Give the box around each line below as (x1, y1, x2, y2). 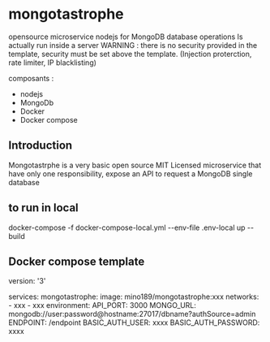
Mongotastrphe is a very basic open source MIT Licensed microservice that (8, 160, 262, 170)
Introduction (8, 139, 73, 153)
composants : (8, 73, 54, 83)
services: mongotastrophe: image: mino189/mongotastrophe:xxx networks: (8, 292, 259, 301)
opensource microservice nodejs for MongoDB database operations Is (8, 32, 243, 41)
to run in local (8, 201, 79, 215)
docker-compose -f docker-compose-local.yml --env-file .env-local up (8, 223, 246, 232)
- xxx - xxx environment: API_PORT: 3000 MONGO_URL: (8, 301, 197, 310)
